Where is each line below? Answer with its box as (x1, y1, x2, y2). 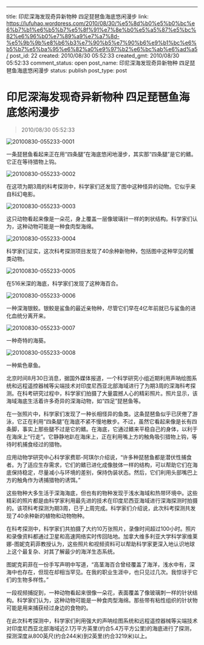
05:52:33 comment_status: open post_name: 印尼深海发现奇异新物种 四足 (6, 59, 190, 66)
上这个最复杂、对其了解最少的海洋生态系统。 (6, 548, 118, 555)
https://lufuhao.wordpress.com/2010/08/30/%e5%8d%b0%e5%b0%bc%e (6, 19, 195, 27)
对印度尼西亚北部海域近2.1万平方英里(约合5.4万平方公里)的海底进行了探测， (6, 624, 195, 632)
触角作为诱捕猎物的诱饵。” (16, 476, 81, 484)
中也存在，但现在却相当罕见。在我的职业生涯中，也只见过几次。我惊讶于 (11, 568, 192, 576)
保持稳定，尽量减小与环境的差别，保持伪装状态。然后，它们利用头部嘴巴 (11, 469, 192, 476)
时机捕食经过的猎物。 (11, 441, 65, 448)
